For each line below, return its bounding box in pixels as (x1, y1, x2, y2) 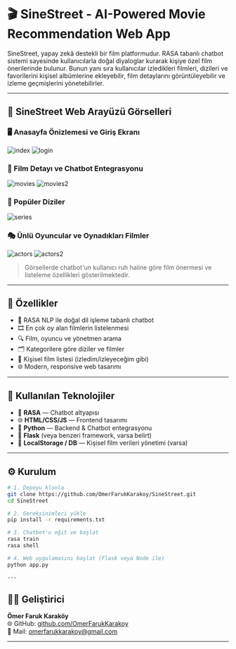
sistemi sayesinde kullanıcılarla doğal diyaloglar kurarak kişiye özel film (7, 56, 213, 65)
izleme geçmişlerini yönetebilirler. (7, 79, 105, 87)
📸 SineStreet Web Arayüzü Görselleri (7, 106, 172, 118)
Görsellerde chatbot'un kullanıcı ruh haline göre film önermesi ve (24, 263, 212, 272)
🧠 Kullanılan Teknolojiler (7, 389, 115, 401)
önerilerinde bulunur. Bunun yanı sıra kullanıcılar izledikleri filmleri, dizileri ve (7, 64, 228, 72)
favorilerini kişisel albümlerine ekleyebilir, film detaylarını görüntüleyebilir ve (7, 72, 226, 80)
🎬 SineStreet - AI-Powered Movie (7, 6, 206, 22)
